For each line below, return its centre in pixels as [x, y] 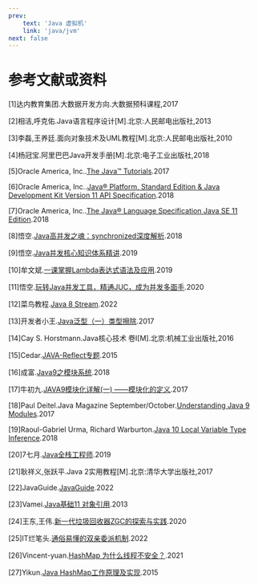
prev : [17, 16]
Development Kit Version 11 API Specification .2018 [91, 195]
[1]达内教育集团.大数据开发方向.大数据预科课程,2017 [93, 104]
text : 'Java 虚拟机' [55, 23]
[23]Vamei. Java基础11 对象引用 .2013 [68, 504]
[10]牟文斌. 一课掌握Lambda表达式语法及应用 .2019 [91, 270]
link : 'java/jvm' [52, 30]
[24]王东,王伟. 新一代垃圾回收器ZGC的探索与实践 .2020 [97, 522]
